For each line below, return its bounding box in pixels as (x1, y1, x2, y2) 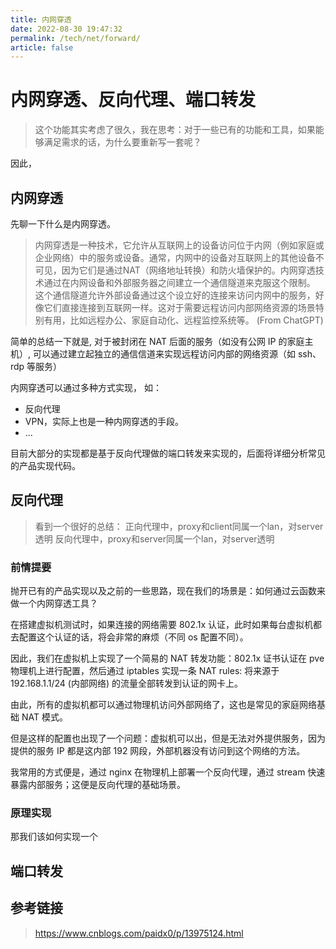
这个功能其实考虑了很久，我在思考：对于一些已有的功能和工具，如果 (34, 124, 316, 136)
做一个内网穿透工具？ (10, 597, 98, 610)
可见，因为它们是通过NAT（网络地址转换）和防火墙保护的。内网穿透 (34, 264, 316, 276)
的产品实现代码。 (10, 460, 81, 471)
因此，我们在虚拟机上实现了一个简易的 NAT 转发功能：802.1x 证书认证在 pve (10, 652, 325, 665)
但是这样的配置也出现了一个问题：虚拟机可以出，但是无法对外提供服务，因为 (10, 732, 326, 745)
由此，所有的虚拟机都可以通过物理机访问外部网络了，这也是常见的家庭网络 (10, 699, 317, 711)
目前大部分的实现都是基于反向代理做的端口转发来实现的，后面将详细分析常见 (10, 447, 326, 459)
